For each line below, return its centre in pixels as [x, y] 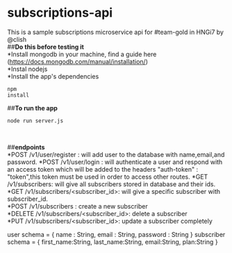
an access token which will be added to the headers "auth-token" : [103, 169]
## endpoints [26, 147]
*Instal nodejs [27, 69]
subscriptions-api [60, 13]
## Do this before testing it [46, 47]
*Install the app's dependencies [53, 76]
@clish [17, 39]
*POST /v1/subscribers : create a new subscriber [77, 206]
